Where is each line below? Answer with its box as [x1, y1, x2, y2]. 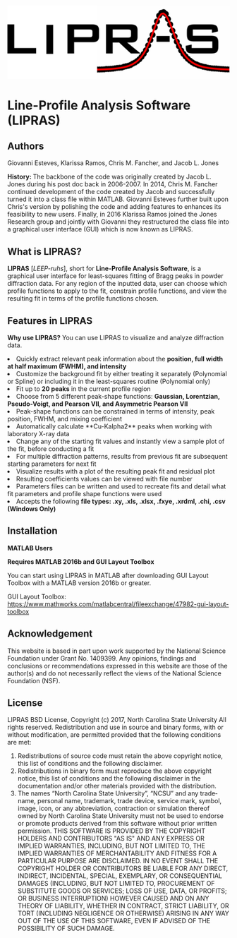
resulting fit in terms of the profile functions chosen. [7, 294, 159, 303]
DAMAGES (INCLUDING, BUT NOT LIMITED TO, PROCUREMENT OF [17, 879, 215, 888]
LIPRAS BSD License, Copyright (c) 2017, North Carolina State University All [7, 716, 227, 724]
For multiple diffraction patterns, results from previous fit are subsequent [16, 452, 228, 460]
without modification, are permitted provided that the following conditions [7, 730, 221, 739]
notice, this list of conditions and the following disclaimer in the [17, 774, 201, 783]
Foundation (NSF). [7, 676, 61, 685]
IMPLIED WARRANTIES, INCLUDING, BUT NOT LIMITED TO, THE [17, 842, 206, 850]
